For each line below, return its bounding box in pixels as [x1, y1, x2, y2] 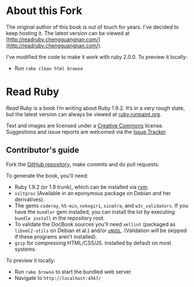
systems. [14, 245, 37, 253]
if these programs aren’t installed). [14, 233, 97, 240]
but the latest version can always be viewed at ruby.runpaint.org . [6, 110, 162, 117]
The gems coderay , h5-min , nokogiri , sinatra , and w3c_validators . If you [14, 202, 188, 209]
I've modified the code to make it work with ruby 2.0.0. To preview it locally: [6, 53, 188, 60]
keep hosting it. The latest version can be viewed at [6, 29, 130, 36]
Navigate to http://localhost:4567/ [14, 274, 101, 281]
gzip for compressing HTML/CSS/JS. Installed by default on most [14, 239, 172, 246]
